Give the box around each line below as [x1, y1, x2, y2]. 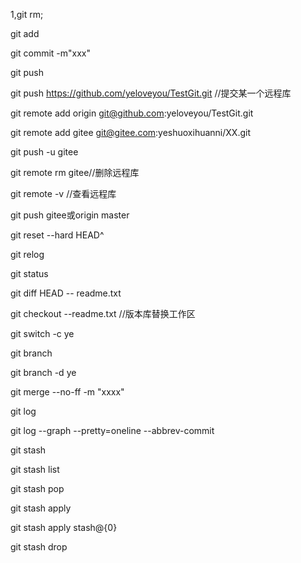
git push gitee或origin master [10, 209, 130, 221]
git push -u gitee [10, 146, 79, 158]
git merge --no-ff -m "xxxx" [10, 386, 125, 398]
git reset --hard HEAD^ [10, 229, 105, 241]
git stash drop [10, 541, 68, 553]
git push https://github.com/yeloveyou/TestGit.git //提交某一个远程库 [10, 87, 292, 99]
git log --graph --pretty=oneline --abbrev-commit [10, 425, 215, 436]
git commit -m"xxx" [10, 47, 91, 59]
